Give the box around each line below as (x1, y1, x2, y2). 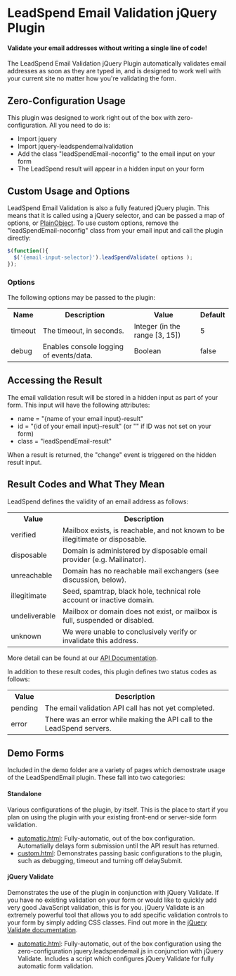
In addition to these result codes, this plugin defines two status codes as (7, 667, 217, 676)
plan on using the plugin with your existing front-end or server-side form (7, 812, 217, 821)
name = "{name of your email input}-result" (17, 414, 144, 422)
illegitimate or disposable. (62, 534, 147, 544)
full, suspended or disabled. (62, 615, 155, 625)
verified (11, 530, 37, 539)
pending (11, 703, 39, 713)
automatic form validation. (17, 961, 93, 970)
